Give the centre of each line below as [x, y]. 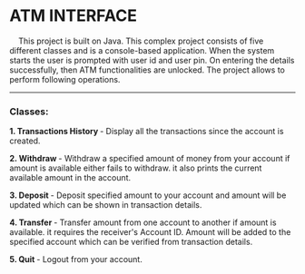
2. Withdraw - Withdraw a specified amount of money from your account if [150, 159]
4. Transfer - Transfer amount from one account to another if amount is [143, 222]
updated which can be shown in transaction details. [106, 205]
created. [25, 141]
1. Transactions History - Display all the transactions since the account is [147, 132]
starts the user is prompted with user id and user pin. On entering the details [152, 60]
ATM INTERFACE [74, 16]
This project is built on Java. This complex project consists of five [141, 41]
